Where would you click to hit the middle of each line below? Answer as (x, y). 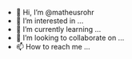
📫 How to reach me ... (53, 47)
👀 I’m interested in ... (50, 21)
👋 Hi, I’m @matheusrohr (55, 12)
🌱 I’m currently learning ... (58, 29)
